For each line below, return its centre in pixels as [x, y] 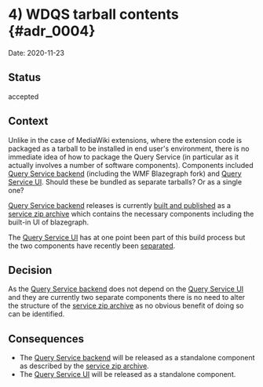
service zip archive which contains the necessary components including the [131, 214]
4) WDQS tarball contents [93, 15]
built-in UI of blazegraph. [48, 222]
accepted [24, 97]
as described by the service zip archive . [84, 366]
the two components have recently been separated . [92, 246]
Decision [30, 270]
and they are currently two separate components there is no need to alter [127, 298]
